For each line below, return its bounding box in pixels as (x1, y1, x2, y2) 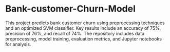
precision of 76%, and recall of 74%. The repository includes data (5, 30, 145, 36)
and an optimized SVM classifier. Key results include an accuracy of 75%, (5, 25, 161, 31)
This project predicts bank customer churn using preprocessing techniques (5, 20, 165, 26)
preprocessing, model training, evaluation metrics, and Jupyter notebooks (5, 36, 162, 42)
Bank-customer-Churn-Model (5, 3, 136, 15)
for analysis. (5, 41, 31, 47)
